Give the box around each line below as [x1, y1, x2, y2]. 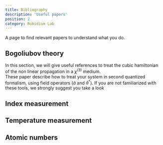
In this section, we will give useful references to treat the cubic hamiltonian [5, 63, 159, 69]
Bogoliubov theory [5, 49, 64, 58]
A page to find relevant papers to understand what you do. [5, 35, 125, 41]
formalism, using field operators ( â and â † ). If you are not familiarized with [5, 79, 157, 86]
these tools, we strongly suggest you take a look [5, 85, 104, 91]
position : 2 [5, 16, 30, 21]
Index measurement [5, 99, 69, 108]
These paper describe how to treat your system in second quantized [5, 73, 146, 79]
